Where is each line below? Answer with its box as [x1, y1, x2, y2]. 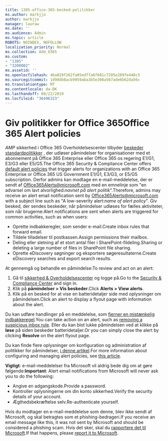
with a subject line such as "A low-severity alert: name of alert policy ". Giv [5, 198, 157, 204]
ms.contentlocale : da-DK [5, 86, 57, 92]
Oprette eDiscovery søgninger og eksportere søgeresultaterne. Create [12, 250, 156, 256]
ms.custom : [5, 54, 28, 59]
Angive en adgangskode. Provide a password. [12, 383, 106, 389]
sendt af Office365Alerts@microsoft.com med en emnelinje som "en [5, 182, 147, 188]
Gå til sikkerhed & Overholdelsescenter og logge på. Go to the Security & [12, 275, 162, 281]
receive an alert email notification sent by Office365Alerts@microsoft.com [5, 192, 158, 198]
